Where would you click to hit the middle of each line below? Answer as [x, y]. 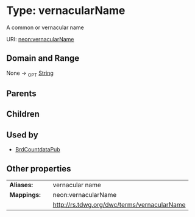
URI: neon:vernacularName [40, 39]
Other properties [39, 169]
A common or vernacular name [45, 27]
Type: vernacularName [66, 11]
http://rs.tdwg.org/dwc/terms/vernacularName [119, 204]
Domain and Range [43, 58]
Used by [22, 135]
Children [23, 114]
